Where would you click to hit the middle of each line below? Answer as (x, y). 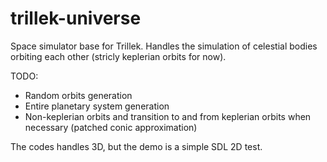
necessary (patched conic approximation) (111, 127)
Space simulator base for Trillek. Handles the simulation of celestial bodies (164, 46)
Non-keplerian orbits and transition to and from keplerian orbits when (168, 116)
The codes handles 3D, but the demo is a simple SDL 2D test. (136, 146)
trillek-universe (76, 18)
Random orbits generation (78, 95)
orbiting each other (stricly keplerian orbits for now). (118, 56)
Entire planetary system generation (97, 106)
